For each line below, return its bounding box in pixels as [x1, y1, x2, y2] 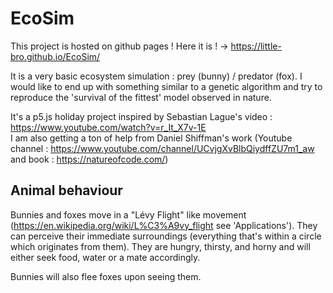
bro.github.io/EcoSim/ [10, 50, 101, 62]
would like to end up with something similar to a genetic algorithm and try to [10, 80, 323, 92]
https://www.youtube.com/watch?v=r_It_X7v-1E [10, 121, 207, 133]
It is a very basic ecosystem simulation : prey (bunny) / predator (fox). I [10, 70, 303, 82]
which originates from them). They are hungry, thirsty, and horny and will [10, 240, 311, 252]
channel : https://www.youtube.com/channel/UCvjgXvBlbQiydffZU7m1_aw [10, 142, 315, 154]
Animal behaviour [10, 182, 123, 199]
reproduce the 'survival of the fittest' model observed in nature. [10, 91, 272, 103]
